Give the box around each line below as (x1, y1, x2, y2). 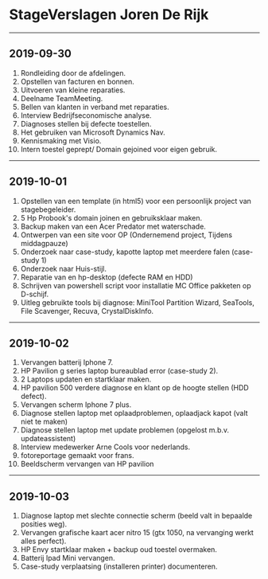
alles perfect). (20, 536, 67, 546)
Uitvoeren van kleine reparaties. (20, 85, 126, 95)
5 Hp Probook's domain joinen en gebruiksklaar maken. (20, 213, 203, 222)
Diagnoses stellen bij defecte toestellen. (20, 119, 152, 128)
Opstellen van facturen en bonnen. (20, 76, 134, 86)
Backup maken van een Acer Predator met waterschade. (20, 221, 206, 231)
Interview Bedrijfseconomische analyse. (20, 110, 152, 120)
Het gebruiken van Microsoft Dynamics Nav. (20, 127, 165, 137)
